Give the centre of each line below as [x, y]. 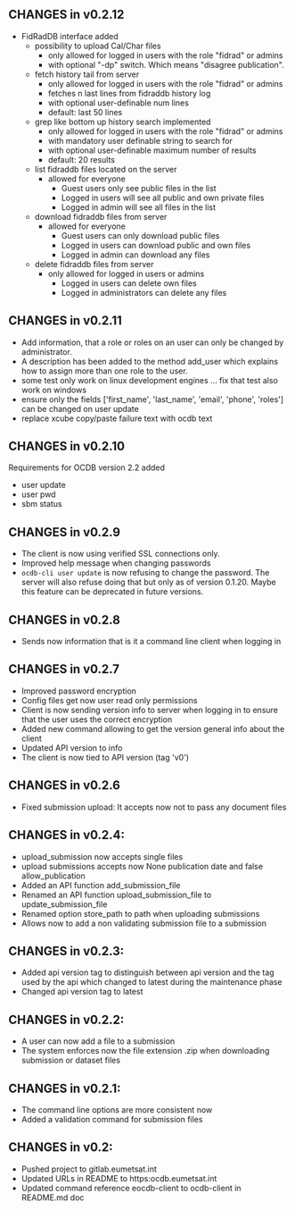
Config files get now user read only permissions [109, 700]
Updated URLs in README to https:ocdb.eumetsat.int [119, 1178]
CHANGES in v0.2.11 [65, 321]
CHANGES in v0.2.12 [66, 15]
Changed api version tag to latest [82, 992]
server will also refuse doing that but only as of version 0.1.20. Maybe [149, 582]
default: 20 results [81, 159]
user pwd [38, 494]
